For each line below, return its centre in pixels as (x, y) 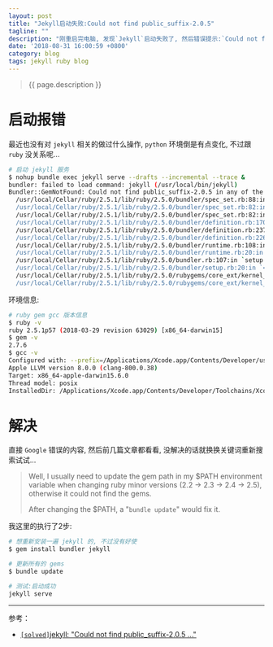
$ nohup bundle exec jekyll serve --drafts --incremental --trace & (127, 177)
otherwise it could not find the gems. (90, 494)
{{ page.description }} (65, 84)
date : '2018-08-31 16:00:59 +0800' (69, 46)
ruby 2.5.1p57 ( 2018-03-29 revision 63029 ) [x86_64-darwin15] (116, 330)
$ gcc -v (23, 353)
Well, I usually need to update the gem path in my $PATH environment (145, 476)
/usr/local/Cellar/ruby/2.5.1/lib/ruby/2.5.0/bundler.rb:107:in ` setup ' (141, 260)
